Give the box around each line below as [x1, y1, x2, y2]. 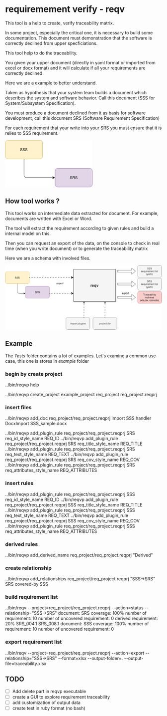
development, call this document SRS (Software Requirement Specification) [5, 115, 160, 121]
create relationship [5, 564, 52, 571]
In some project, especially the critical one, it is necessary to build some [5, 29, 153, 35]
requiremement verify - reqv [5, 3, 125, 15]
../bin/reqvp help [5, 382, 39, 388]
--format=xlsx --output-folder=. [58, 655, 123, 661]
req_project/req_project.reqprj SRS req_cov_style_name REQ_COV [5, 457, 140, 463]
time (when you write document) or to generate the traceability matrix [5, 245, 148, 251]
